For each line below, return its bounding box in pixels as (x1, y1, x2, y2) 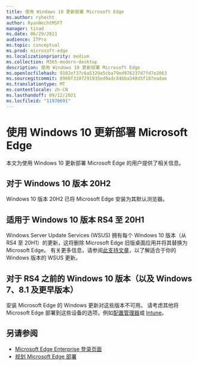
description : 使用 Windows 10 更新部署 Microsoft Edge (6, 64, 141, 71)
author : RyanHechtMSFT (6, 20, 63, 26)
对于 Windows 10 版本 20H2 (6, 178, 111, 189)
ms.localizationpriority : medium (6, 53, 90, 59)
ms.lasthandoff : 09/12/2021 (6, 92, 77, 98)
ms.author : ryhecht (6, 14, 55, 20)
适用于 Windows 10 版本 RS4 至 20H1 (6, 214, 145, 225)
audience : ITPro (6, 37, 47, 43)
